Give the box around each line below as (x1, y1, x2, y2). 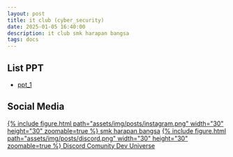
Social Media (7, 100, 65, 112)
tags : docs (7, 36, 39, 43)
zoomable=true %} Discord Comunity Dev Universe (7, 141, 156, 150)
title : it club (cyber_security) (7, 17, 105, 24)
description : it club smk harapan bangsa (7, 29, 130, 37)
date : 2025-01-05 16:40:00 (7, 23, 86, 30)
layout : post (7, 10, 45, 17)
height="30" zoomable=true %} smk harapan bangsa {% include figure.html (7, 126, 227, 135)
